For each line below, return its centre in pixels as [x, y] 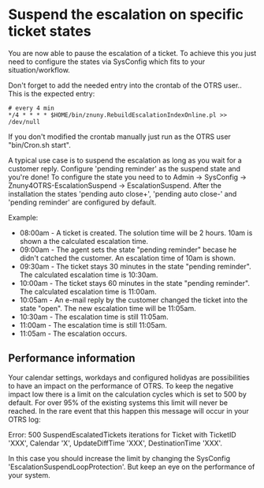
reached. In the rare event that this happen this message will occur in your [129, 411]
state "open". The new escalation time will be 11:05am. [108, 308]
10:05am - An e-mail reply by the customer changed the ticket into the [134, 300]
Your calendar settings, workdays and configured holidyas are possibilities [129, 377]
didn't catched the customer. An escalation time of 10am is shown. [127, 257]
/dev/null [24, 122]
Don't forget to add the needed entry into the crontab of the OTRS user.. [125, 85]
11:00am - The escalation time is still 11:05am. [93, 325]
